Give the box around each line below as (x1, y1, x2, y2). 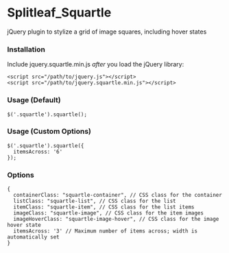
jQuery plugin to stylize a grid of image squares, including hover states (7, 27, 207, 36)
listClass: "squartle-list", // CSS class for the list (13, 197, 176, 205)
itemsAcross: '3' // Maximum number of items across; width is (13, 228, 197, 234)
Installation (7, 45, 46, 54)
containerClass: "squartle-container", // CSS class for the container (13, 192, 223, 199)
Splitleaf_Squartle (7, 5, 112, 21)
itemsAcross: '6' (13, 148, 63, 155)
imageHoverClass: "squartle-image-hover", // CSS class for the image (13, 216, 219, 223)
